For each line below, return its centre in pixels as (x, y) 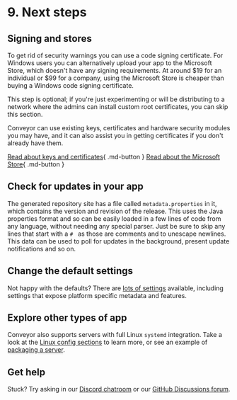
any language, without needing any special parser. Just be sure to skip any (116, 226)
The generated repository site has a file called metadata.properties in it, (112, 203)
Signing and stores (50, 39)
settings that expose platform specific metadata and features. (97, 295)
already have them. (35, 143)
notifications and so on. (42, 248)
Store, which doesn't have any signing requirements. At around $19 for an (115, 70)
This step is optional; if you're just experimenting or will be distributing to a (116, 99)
